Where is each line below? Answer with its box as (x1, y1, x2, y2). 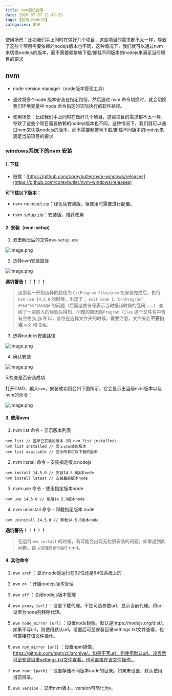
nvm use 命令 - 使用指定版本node (12, 485, 83, 492)
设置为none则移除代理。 (12, 608, 64, 615)
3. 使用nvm (5, 414, 29, 421)
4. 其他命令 (5, 557, 29, 564)
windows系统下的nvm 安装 (5, 147, 73, 154)
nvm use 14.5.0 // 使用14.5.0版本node (5, 496, 85, 502)
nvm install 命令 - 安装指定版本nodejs (12, 459, 92, 465)
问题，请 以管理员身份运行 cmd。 (17, 544, 83, 551)
